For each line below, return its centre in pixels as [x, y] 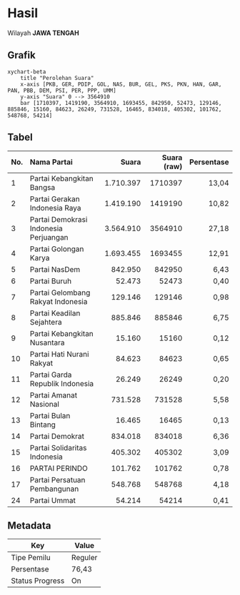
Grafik [21, 55]
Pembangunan [54, 489]
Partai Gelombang [60, 293]
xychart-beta [27, 72]
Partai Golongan [57, 249]
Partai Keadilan [55, 313]
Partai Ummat [53, 500]
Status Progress [38, 581]
